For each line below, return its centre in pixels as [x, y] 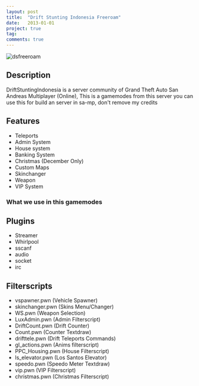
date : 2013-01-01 [30, 23]
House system [32, 148]
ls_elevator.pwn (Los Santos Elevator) [61, 358]
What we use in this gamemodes [54, 202]
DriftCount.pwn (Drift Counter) [52, 326]
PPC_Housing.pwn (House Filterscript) [62, 351]
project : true [24, 28]
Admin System [33, 142]
